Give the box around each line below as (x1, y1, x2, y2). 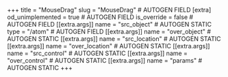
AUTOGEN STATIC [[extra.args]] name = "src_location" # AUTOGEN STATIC (7, 35, 221, 43)
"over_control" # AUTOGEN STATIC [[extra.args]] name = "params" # (7, 57, 203, 64)
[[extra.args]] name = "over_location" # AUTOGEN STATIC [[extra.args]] (7, 42, 210, 50)
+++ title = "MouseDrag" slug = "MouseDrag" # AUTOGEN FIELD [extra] (7, 6, 212, 14)
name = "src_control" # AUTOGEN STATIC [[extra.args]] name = (7, 49, 188, 57)
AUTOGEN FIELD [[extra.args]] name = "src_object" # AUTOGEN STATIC (7, 20, 212, 28)
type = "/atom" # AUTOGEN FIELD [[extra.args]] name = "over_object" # (7, 27, 211, 35)
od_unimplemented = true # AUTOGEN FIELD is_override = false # (7, 13, 194, 21)
